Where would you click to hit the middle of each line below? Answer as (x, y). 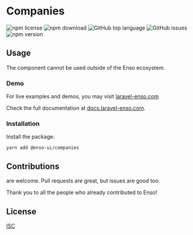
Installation (23, 124)
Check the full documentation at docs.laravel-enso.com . (76, 108)
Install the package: (31, 137)
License (21, 211)
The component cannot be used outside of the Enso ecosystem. (86, 67)
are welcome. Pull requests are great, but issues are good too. (83, 181)
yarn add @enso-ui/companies (43, 148)
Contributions (33, 166)
